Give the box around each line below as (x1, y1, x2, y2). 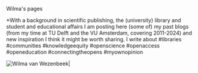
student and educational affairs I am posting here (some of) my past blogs (6, 23, 189, 30)
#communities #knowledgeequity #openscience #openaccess (6, 42, 160, 49)
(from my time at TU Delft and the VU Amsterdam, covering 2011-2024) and (6, 29, 193, 36)
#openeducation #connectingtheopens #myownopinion (6, 48, 144, 56)
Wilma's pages (6, 5, 43, 12)
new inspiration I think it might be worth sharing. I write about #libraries (6, 36, 182, 42)
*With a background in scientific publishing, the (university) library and (6, 17, 181, 23)
